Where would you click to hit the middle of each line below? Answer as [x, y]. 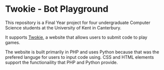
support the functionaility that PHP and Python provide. [61, 62]
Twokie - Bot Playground [57, 9]
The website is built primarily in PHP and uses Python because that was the [82, 52]
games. [13, 42]
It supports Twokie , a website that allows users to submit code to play [76, 37]
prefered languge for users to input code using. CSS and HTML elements [80, 57]
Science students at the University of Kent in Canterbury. [63, 27]
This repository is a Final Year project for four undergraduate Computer [78, 23]
